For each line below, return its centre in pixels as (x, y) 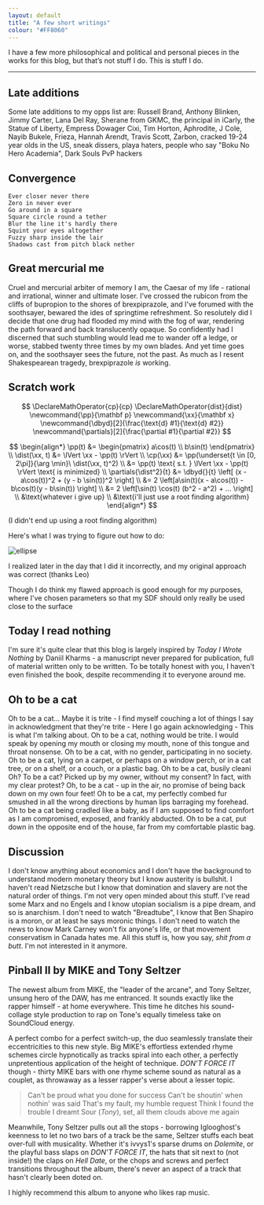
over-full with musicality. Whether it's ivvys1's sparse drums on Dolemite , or (131, 1144)
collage (20, 1014)
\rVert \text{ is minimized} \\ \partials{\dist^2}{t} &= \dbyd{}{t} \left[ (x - (132, 472)
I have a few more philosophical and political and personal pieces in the (124, 53)
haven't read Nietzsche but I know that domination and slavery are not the (128, 887)
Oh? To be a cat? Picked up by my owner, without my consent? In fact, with (130, 777)
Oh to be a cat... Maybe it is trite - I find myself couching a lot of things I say (131, 718)
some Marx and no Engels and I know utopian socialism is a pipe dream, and (132, 904)
